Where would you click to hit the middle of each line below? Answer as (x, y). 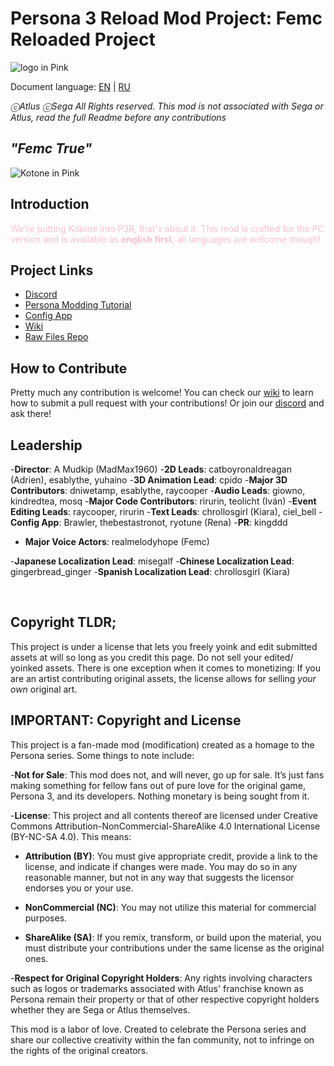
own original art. (44, 689)
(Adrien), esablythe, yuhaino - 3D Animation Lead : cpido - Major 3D (149, 480)
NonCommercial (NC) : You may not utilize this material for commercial (170, 907)
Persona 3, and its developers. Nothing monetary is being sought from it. (160, 796)
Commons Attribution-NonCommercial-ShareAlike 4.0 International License (165, 826)
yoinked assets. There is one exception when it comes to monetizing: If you (165, 668)
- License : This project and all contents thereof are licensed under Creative (164, 815)
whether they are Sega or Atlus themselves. (100, 1009)
